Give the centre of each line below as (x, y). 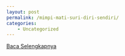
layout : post (23, 12)
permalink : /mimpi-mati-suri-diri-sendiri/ (63, 18)
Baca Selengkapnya (32, 46)
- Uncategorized (38, 29)
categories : (21, 23)
